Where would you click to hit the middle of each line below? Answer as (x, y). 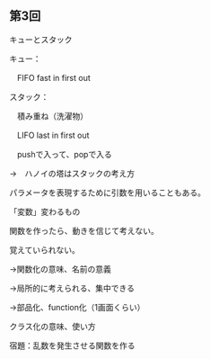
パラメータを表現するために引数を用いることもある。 (108, 193)
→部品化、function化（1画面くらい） (77, 307)
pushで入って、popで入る (64, 154)
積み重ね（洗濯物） (52, 116)
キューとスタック (41, 40)
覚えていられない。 (45, 249)
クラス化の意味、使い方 (52, 326)
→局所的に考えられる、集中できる (72, 288)
